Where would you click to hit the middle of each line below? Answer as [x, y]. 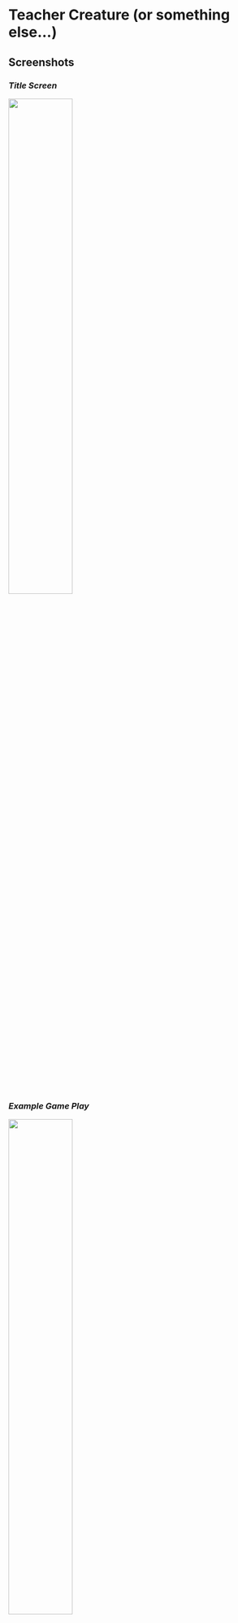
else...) [33, 32]
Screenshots [41, 62]
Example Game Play [49, 1105]
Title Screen [33, 85]
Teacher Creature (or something [119, 15]
